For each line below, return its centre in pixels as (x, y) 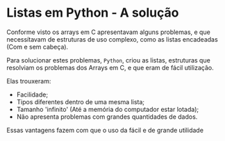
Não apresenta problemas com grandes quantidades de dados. (107, 117)
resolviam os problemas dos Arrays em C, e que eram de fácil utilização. (110, 67)
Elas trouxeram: (29, 81)
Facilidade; (32, 94)
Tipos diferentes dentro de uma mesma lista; (81, 101)
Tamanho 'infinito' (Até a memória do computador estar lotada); (108, 109)
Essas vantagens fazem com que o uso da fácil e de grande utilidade (105, 130)
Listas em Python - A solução (93, 13)
